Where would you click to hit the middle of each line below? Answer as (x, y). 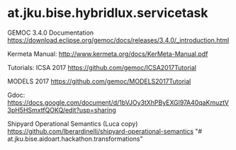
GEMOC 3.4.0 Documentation (51, 33)
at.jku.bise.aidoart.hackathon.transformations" (75, 139)
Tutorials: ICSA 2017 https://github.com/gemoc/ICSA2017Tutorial (102, 67)
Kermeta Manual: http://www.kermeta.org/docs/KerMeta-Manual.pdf (108, 54)
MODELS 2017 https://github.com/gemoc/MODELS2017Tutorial (99, 81)
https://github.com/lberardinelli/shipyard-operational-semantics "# (105, 131)
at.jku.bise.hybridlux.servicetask (108, 13)
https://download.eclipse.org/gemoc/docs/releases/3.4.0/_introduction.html (118, 40)
